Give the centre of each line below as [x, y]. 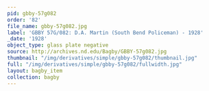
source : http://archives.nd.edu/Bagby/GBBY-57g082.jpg [87, 52]
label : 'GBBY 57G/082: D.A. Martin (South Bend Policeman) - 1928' [106, 32]
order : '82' [24, 20]
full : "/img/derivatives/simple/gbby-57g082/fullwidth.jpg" [95, 64]
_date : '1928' [27, 39]
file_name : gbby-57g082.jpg [47, 26]
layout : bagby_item [35, 70]
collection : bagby [33, 77]
